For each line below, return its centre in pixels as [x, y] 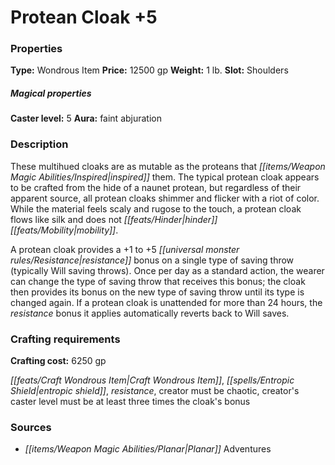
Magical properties [51, 93]
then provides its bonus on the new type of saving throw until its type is [157, 292]
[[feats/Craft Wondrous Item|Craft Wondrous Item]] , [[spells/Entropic [152, 380]
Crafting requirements [65, 339]
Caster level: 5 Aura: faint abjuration [86, 118]
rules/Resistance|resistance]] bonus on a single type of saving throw [152, 260]
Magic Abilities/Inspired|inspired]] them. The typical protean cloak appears [165, 177]
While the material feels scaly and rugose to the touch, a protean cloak [156, 208]
